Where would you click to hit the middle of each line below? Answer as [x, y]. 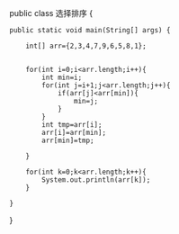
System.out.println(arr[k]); [96, 180]
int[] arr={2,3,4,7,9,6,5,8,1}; [86, 46]
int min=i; [62, 77]
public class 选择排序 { [51, 13]
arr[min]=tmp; [68, 140]
